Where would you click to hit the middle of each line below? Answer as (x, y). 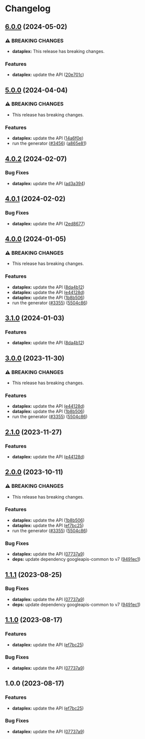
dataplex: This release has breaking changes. (58, 51)
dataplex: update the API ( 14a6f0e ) (48, 138)
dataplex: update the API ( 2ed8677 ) (49, 223)
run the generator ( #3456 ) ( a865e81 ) (49, 143)
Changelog (28, 9)
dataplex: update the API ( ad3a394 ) (49, 183)
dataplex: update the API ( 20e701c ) (48, 75)
